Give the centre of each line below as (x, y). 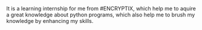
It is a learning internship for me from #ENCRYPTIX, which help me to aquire (101, 9)
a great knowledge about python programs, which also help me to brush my (101, 15)
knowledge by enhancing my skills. (50, 21)
